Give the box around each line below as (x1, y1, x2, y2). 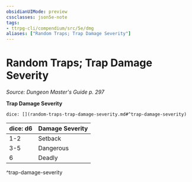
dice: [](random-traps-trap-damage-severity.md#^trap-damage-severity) (6, 111, 187, 117)
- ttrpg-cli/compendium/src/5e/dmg (6, 25, 94, 31)
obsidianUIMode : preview (6, 8, 68, 15)
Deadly (38, 154, 58, 162)
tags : (6, 20, 20, 25)
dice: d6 (9, 124, 33, 133)
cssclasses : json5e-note (6, 14, 68, 20)
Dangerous (38, 144, 69, 152)
